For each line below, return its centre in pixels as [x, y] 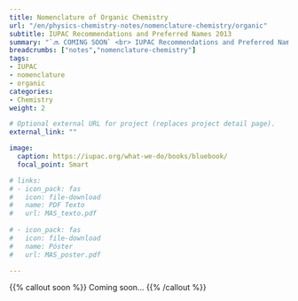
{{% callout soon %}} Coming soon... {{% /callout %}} [108, 288]
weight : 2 [27, 108]
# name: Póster [41, 246]
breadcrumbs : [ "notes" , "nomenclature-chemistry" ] [103, 50]
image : [21, 148]
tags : [19, 58]
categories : [31, 91]
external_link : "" [43, 132]
